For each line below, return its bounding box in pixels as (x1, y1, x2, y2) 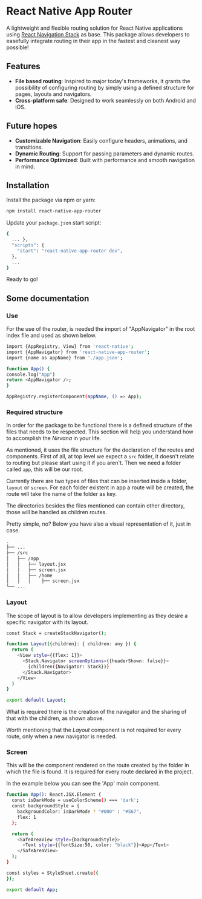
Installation (6, 180, 50, 191)
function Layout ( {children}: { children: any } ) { (6, 641, 137, 647)
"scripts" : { (11, 242, 45, 248)
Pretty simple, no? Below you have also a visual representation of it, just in (6, 520, 191, 528)
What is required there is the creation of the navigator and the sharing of (6, 708, 187, 716)
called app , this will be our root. (6, 466, 83, 473)
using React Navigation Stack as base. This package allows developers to (6, 30, 190, 38)
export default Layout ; (6, 697, 67, 704)
